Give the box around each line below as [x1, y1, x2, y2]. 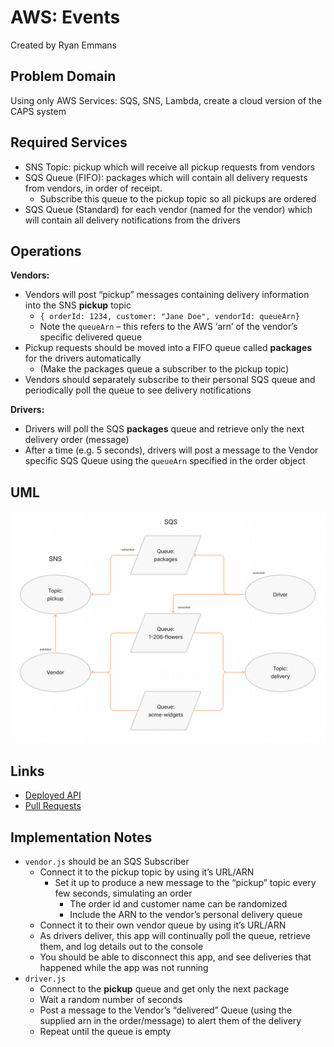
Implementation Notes [10, 829, 153, 846]
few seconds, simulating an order [54, 887, 193, 899]
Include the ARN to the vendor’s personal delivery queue [69, 908, 303, 920]
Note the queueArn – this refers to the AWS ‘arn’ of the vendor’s [39, 321, 298, 333]
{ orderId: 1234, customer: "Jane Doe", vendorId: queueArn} [39, 312, 300, 322]
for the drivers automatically [24, 352, 142, 365]
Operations [10, 242, 82, 260]
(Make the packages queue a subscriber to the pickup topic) [39, 363, 290, 375]
